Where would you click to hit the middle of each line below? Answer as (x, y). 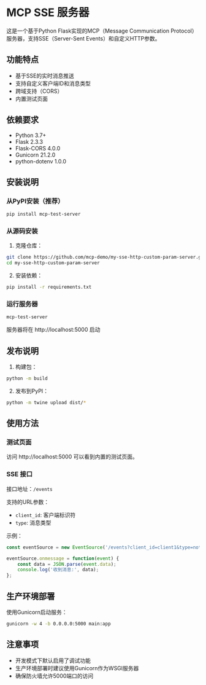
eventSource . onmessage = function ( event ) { (63, 558)
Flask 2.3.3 (29, 141)
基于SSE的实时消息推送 (45, 76)
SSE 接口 (19, 474)
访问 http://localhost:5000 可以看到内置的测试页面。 (72, 457)
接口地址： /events (30, 488)
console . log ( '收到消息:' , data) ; (58, 570)
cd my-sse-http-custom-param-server (53, 263)
